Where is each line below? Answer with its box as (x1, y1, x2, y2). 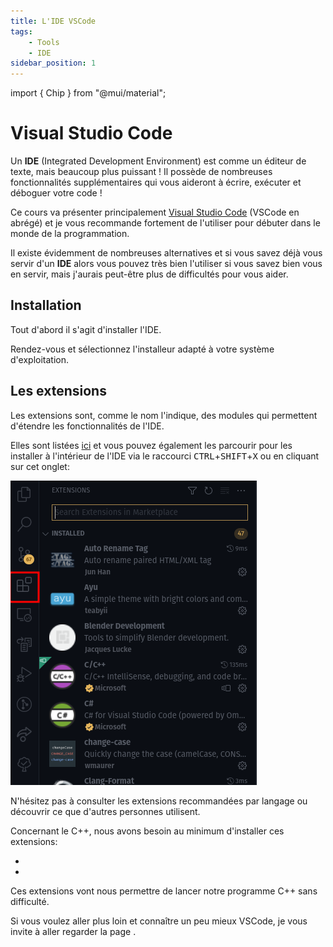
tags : (10, 26, 33, 37)
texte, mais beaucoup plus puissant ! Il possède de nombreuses (10, 166, 273, 178)
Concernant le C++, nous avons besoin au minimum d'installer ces (10, 825, 285, 837)
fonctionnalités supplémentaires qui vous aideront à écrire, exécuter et (10, 176, 302, 189)
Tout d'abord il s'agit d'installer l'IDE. (10, 323, 162, 335)
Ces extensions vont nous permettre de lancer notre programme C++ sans (10, 885, 318, 897)
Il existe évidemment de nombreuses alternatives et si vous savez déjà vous (10, 247, 323, 259)
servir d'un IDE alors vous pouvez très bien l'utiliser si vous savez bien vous (10, 258, 323, 270)
